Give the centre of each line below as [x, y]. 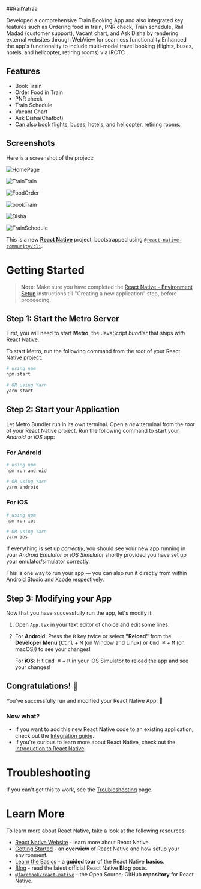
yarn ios [17, 537]
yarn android [22, 487]
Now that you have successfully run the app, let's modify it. [79, 613]
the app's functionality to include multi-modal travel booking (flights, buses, [100, 46]
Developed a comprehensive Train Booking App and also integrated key [95, 20]
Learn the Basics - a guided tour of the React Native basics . [90, 862]
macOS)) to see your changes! [53, 649]
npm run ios [21, 521]
